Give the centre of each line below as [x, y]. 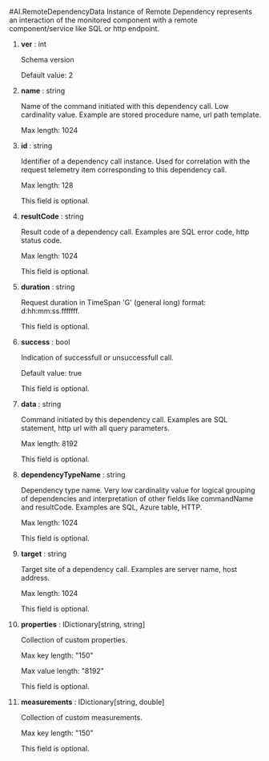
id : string [36, 146]
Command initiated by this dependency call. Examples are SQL [124, 419]
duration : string [48, 287]
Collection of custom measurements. [82, 717]
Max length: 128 [47, 185]
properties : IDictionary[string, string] [83, 624]
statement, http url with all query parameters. [95, 428]
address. [35, 578]
